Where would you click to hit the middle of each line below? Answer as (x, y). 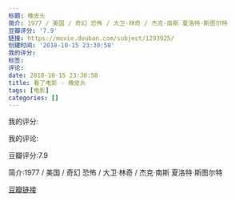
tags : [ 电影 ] (29, 90)
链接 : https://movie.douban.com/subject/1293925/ (91, 38)
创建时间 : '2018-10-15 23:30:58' (62, 46)
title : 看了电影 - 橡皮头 (47, 83)
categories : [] (34, 98)
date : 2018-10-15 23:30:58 (53, 75)
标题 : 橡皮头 (27, 16)
